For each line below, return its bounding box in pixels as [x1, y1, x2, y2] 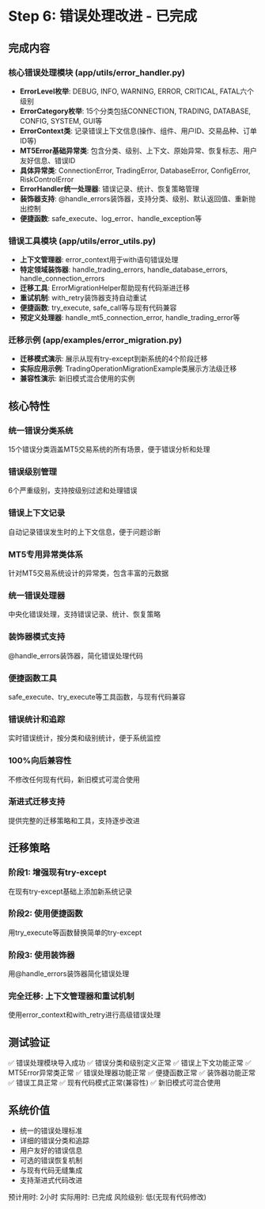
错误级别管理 [8, 467, 58, 478]
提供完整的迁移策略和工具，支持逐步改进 [8, 815, 140, 825]
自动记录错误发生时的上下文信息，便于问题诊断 [8, 527, 161, 536]
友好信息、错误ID [19, 155, 76, 165]
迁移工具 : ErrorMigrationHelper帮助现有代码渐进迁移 [19, 283, 190, 293]
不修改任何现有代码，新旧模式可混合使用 [8, 774, 140, 784]
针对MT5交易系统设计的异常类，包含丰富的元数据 [8, 568, 168, 578]
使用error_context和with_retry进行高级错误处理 [8, 1010, 161, 1020]
